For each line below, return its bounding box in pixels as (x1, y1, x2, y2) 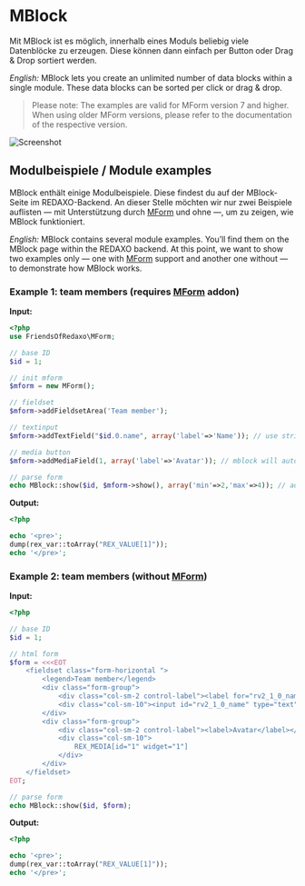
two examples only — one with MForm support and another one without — (9, 253, 289, 264)
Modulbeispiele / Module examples (9, 163, 212, 178)
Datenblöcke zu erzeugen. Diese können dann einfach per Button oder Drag (9, 45, 293, 55)
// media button (9, 447, 71, 457)
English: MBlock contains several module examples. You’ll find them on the (9, 234, 290, 244)
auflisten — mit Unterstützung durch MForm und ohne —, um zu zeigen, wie (9, 206, 294, 217)
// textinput (9, 423, 59, 433)
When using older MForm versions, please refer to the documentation (31, 109, 292, 120)
